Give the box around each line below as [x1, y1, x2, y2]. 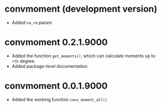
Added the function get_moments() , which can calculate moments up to [11, 53, 156, 59]
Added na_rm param [11, 20, 52, 25]
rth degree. [11, 58, 35, 64]
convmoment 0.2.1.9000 [4, 37, 108, 48]
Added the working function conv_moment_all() [11, 96, 108, 102]
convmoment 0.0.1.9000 [4, 81, 108, 91]
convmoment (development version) [4, 3, 158, 15]
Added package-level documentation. [11, 63, 89, 69]
